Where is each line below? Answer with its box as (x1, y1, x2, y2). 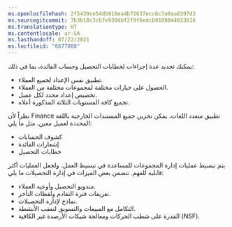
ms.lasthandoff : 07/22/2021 (8, 36, 90, 43)
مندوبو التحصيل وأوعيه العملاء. (17, 182, 96, 190)
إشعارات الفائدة (17, 140, 59, 148)
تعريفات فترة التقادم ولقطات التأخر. (17, 190, 111, 198)
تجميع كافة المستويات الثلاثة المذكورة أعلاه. (17, 98, 130, 106)
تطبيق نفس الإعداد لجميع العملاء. (17, 76, 103, 84)
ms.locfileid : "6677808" (8, 43, 80, 50)
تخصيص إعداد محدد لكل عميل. (17, 90, 97, 99)
